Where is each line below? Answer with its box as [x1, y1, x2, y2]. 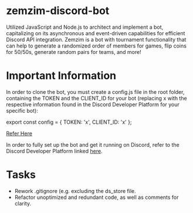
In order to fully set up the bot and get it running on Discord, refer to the [6, 141, 180, 148]
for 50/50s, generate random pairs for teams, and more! [6, 48, 142, 55]
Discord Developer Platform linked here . [6, 147, 103, 154]
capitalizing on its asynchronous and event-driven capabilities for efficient [6, 29, 185, 36]
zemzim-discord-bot [6, 4, 110, 18]
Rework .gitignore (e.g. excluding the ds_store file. [14, 187, 136, 194]
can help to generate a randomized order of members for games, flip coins [6, 42, 187, 49]
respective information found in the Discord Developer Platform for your [6, 101, 180, 108]
